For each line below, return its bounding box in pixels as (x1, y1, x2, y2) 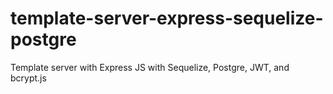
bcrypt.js (10, 72, 47, 84)
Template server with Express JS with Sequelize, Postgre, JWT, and (10, 61, 290, 73)
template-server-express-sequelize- (10, 7, 324, 30)
